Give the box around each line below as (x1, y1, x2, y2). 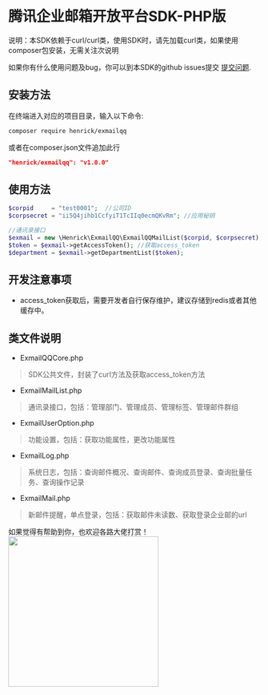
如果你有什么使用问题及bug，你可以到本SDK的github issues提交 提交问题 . (8, 62, 252, 72)
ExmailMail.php (19, 494, 70, 503)
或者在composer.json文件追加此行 (8, 142, 121, 152)
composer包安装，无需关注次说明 (8, 45, 119, 55)
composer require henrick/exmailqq (8, 127, 127, 135)
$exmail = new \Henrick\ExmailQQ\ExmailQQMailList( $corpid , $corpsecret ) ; (8, 233, 263, 241)
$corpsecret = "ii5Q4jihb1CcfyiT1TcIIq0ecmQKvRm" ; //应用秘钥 (8, 212, 215, 220)
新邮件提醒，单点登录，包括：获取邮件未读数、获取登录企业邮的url (27, 510, 247, 519)
